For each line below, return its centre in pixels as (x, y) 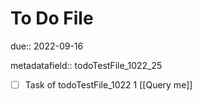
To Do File (52, 18)
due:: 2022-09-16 (47, 46)
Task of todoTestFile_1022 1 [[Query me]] (108, 84)
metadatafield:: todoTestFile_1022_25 (86, 65)
